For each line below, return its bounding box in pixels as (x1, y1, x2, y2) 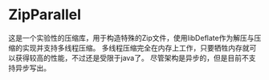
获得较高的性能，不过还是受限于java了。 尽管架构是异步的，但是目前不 (14, 53, 249, 62)
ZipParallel (8, 6, 82, 24)
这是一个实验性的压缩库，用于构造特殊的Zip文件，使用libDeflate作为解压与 (8, 33, 255, 42)
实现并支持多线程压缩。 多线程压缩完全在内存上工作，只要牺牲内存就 (22, 42, 250, 53)
